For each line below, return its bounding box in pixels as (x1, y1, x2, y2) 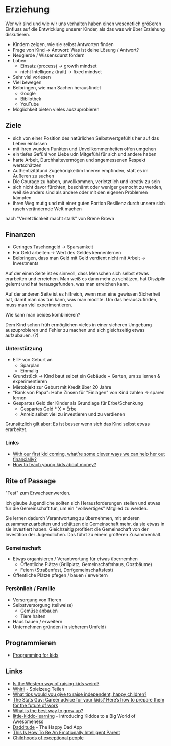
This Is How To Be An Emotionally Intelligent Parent (12, 730, 120, 736)
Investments (12, 260, 39, 266)
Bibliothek (20, 96, 42, 102)
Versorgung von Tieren (12, 597, 61, 603)
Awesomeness (12, 718, 44, 725)
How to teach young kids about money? (12, 462, 96, 468)
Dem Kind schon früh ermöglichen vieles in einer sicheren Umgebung (5, 321, 152, 328)
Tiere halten (20, 613, 46, 619)
